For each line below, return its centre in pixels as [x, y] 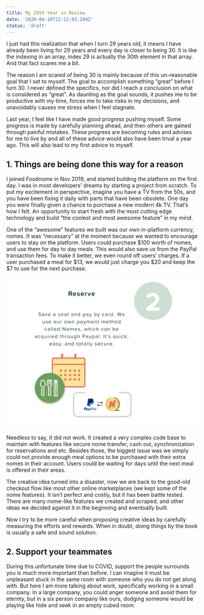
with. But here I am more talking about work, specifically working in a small [100, 586]
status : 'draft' [27, 26]
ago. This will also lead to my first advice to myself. [70, 145]
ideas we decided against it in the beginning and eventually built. [87, 508]
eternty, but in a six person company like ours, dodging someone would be [100, 599]
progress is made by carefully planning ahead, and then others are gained [99, 126]
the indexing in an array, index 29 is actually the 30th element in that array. [100, 57]
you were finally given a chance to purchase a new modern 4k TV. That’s [97, 205]
